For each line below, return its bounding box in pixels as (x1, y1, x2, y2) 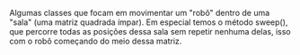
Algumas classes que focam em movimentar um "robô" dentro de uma (9, 8, 270, 18)
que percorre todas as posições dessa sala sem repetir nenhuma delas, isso (9, 27, 292, 36)
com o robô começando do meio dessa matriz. (9, 35, 182, 46)
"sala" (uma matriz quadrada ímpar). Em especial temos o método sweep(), (9, 17, 288, 27)
